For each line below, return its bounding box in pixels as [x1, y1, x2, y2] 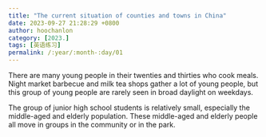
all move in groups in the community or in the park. [8, 120, 176, 129]
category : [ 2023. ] [8, 33, 69, 42]
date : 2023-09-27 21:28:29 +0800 [8, 19, 120, 27]
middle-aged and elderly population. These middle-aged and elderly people [8, 112, 258, 120]
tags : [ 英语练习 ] [8, 41, 62, 49]
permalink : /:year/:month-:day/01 [8, 49, 124, 57]
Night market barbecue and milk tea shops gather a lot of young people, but [8, 79, 258, 88]
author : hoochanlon [8, 26, 73, 34]
